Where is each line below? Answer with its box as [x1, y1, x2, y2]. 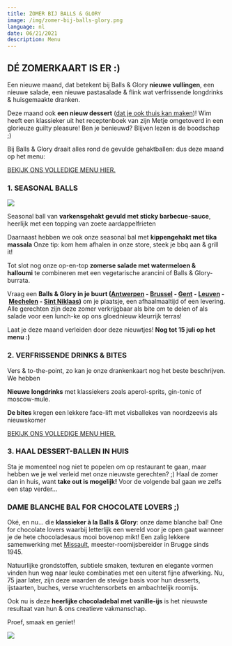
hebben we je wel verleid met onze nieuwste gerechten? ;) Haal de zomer [7, 469, 219, 478]
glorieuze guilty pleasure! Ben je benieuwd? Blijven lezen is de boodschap [7, 124, 220, 132]
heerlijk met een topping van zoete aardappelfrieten [7, 219, 156, 228]
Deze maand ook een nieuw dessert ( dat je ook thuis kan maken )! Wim [7, 109, 212, 117]
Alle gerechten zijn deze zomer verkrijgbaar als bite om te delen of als [7, 304, 208, 313]
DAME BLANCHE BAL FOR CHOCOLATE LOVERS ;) [7, 502, 180, 512]
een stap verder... [7, 485, 58, 493]
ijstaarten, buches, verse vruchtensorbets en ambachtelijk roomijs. [7, 584, 199, 592]
